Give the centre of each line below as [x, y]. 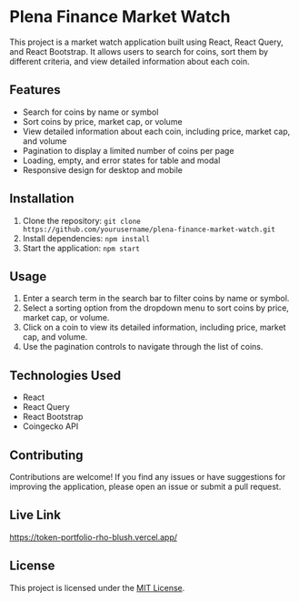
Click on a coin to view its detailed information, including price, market [154, 327]
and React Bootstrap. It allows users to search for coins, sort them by [139, 51]
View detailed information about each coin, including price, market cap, [156, 131]
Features [35, 90]
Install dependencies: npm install [86, 238]
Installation [42, 199]
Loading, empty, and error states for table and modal [121, 160]
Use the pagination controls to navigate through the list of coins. [143, 347]
